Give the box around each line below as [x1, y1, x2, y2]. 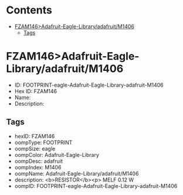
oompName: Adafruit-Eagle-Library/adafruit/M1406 [14, 170, 139, 177]
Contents [6, 4, 53, 17]
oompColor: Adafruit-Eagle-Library [14, 151, 100, 158]
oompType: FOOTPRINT [14, 139, 73, 146]
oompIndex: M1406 [14, 163, 62, 170]
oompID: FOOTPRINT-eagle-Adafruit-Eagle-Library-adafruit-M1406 [14, 182, 178, 189]
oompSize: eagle [14, 145, 56, 152]
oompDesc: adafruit [14, 158, 63, 165]
